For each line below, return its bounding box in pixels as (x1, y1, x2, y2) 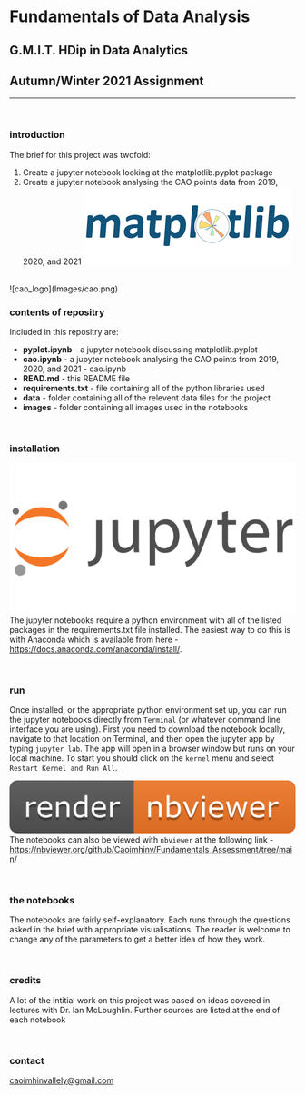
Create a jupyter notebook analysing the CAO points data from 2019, (22, 176, 279, 187)
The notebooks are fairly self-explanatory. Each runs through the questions (9, 914, 290, 925)
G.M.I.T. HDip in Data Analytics (9, 43, 189, 58)
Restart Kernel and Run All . (9, 763, 118, 774)
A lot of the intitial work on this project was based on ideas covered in (9, 994, 271, 1005)
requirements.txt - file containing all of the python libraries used (22, 382, 265, 393)
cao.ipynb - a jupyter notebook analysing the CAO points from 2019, (22, 353, 280, 364)
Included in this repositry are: (9, 326, 120, 337)
